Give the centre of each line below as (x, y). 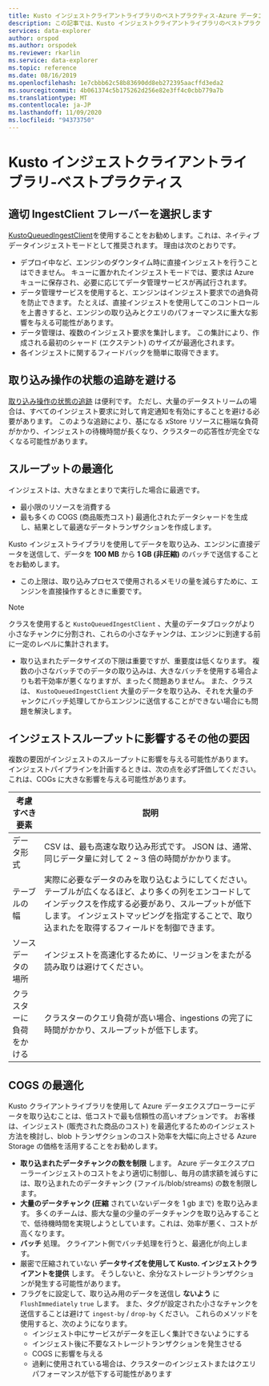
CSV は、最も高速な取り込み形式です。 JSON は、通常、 (150, 847)
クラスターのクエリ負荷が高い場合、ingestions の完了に (149, 1018)
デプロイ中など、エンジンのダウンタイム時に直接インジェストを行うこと (139, 262)
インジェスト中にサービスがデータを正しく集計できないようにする (141, 1334)
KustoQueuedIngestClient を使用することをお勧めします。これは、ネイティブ (134, 235)
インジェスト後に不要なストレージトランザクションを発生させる (137, 1343)
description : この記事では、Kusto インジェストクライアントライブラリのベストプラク (135, 23)
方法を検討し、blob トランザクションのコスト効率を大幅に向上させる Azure (132, 1137)
